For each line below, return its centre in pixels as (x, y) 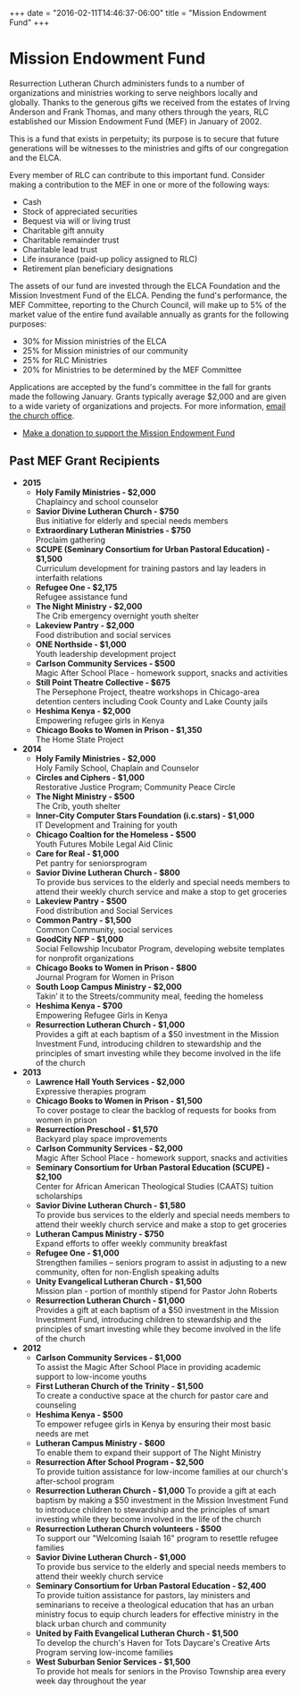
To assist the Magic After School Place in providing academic (148, 1367)
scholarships (59, 1196)
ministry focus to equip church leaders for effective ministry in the (157, 1614)
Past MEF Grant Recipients (85, 461)
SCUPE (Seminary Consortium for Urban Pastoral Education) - (153, 549)
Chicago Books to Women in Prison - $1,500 (119, 1101)
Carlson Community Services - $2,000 (109, 1148)
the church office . (42, 415)
